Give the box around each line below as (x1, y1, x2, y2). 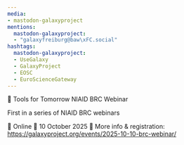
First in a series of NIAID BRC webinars (7, 108, 120, 117)
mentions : (7, 23, 37, 30)
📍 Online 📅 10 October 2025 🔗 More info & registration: (7, 122, 165, 131)
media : (7, 10, 27, 18)
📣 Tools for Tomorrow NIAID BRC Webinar (7, 95, 129, 103)
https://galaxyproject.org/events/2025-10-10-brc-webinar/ (7, 130, 177, 138)
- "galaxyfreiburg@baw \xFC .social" (13, 37, 118, 44)
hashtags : (7, 43, 37, 50)
